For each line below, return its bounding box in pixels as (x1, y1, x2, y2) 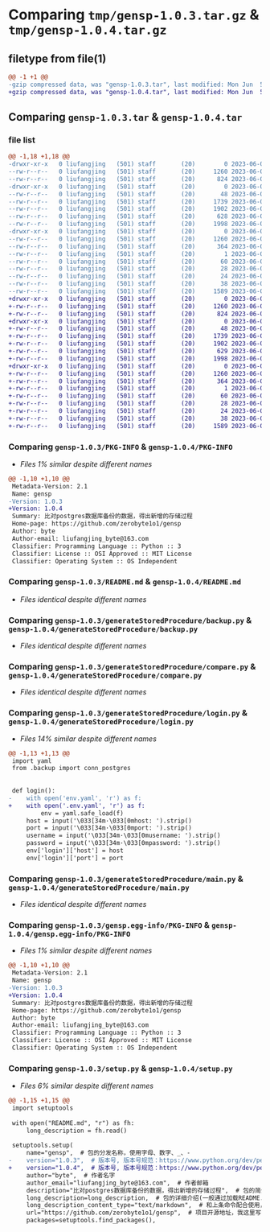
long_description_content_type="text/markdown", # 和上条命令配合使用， (26, 1201, 267, 1209)
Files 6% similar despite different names (19, 1081, 154, 1091)
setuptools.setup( (11, 1141, 74, 1150)
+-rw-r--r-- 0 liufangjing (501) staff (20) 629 (8, 348, 228, 356)
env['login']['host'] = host (26, 847, 125, 855)
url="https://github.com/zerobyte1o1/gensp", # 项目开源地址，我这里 (26, 1209, 256, 1217)
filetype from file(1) (8, 52, 107, 65)
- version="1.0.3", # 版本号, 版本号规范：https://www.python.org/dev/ (8, 1156, 257, 1164)
